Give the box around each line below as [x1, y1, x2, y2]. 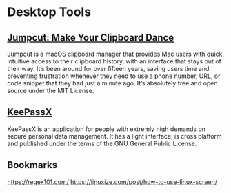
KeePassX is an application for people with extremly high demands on [7, 125, 205, 133]
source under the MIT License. [7, 87, 94, 94]
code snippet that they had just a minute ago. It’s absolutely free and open [7, 79, 219, 87]
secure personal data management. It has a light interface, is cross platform [7, 132, 222, 140]
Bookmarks [7, 159, 58, 171]
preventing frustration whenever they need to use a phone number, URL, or [7, 72, 221, 80]
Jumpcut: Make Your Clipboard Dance [7, 32, 174, 43]
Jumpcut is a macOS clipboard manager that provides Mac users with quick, [7, 50, 225, 58]
